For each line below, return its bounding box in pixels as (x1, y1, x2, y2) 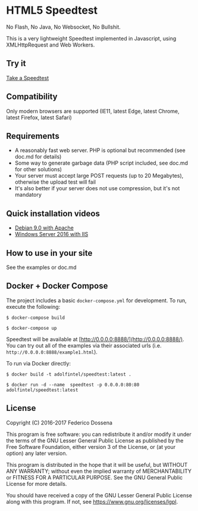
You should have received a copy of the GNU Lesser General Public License (6, 491, 192, 498)
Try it (6, 58, 26, 69)
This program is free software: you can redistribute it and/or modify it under (6, 431, 191, 438)
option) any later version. (6, 450, 67, 457)
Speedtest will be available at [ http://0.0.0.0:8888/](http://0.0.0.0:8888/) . (6, 335, 184, 343)
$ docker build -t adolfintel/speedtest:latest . (6, 371, 132, 377)
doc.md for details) (14, 153, 62, 160)
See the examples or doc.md (6, 264, 77, 271)
